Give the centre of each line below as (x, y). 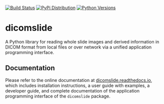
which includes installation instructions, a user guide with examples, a (77, 85)
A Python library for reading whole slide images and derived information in (82, 41)
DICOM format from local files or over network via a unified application (78, 47)
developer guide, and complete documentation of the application (72, 90)
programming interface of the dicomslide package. (58, 96)
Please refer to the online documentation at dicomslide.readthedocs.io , (79, 80)
